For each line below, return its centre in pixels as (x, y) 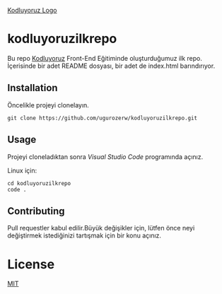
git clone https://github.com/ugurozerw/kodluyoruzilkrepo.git (103, 118)
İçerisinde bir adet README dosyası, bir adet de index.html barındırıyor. (111, 66)
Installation (33, 88)
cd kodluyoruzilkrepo (39, 183)
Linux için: (22, 170)
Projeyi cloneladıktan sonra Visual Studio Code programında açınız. (105, 157)
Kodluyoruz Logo (32, 10)
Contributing (36, 211)
